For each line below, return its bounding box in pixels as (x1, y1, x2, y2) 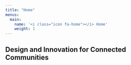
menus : (5, 12, 19, 17)
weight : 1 (14, 26, 36, 31)
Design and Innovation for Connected (5, 45, 126, 54)
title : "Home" (5, 7, 36, 13)
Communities (5, 53, 49, 61)
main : (10, 17, 22, 22)
